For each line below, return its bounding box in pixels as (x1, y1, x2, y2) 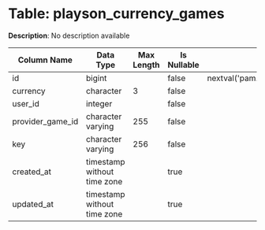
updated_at (12, 198, 54, 210)
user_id (12, 98, 39, 109)
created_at (12, 166, 52, 177)
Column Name (17, 54, 73, 65)
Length (132, 59, 160, 70)
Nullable (167, 59, 200, 70)
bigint (85, 72, 107, 83)
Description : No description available (8, 31, 130, 40)
